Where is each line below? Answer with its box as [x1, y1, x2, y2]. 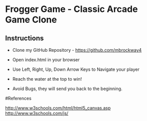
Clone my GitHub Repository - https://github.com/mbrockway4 [12, 47, 142, 53]
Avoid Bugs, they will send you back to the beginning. [12, 86, 123, 92]
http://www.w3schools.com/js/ [5, 111, 69, 116]
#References [5, 96, 31, 101]
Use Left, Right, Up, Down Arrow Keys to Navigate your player [12, 66, 140, 72]
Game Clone [5, 14, 57, 25]
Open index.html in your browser [12, 57, 80, 63]
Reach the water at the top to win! [12, 76, 82, 82]
